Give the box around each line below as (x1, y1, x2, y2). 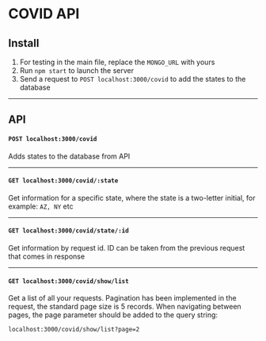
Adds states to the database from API (8, 151, 131, 161)
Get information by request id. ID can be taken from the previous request (8, 243, 245, 252)
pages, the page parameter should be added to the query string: (8, 310, 218, 320)
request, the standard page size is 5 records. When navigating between (8, 302, 241, 312)
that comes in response (8, 251, 85, 261)
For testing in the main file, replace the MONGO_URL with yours (19, 57, 215, 67)
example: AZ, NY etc (8, 201, 74, 211)
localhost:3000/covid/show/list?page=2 (8, 326, 140, 334)
